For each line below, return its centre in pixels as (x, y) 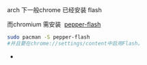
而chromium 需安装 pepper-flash (54, 24)
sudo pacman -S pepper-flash (49, 37)
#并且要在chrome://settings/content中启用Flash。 (75, 43)
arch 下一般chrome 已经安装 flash (55, 10)
